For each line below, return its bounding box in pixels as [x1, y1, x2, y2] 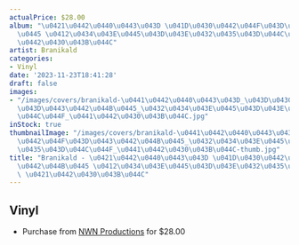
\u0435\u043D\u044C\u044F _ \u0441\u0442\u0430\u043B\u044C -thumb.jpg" [17, 145, 280, 154]
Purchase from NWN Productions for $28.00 [21, 226, 186, 237]
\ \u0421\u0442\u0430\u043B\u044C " [17, 170, 149, 178]
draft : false [9, 79, 58, 88]
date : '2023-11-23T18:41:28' [9, 71, 117, 80]
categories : [9, 54, 53, 63]
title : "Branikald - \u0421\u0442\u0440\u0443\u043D [9, 153, 209, 162]
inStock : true [9, 121, 62, 130]
